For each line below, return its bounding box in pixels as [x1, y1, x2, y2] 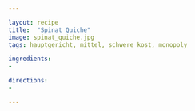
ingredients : [8, 55, 52, 63]
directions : [8, 77, 48, 85]
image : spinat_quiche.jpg [8, 33, 94, 41]
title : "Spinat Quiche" [8, 25, 91, 34]
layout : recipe [8, 18, 59, 26]
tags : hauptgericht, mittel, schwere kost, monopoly [8, 40, 188, 48]
